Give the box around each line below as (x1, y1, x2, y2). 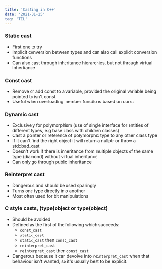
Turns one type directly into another (12, 188, 85, 194)
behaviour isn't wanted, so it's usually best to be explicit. (12, 258, 128, 264)
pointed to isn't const (12, 93, 56, 99)
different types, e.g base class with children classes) (12, 128, 120, 134)
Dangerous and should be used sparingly (12, 182, 96, 188)
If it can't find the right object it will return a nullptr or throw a (12, 138, 136, 144)
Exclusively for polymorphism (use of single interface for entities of (12, 122, 149, 128)
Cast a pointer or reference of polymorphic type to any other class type (12, 133, 158, 138)
